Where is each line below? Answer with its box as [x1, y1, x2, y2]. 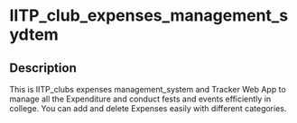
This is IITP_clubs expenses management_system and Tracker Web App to [9, 84, 286, 94]
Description [9, 60, 77, 75]
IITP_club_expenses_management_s [9, 5, 289, 26]
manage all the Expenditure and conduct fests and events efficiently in [9, 93, 272, 104]
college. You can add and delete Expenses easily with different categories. [9, 103, 287, 113]
